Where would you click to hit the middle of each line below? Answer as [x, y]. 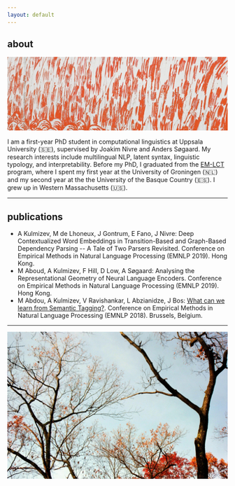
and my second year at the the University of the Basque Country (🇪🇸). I [111, 180]
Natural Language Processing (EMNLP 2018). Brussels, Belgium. [110, 316]
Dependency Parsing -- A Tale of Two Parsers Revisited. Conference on [121, 249]
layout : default [31, 15]
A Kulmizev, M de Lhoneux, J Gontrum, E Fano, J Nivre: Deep [106, 234]
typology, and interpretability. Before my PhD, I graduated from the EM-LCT [116, 165]
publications [35, 217]
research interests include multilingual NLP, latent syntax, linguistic [104, 157]
